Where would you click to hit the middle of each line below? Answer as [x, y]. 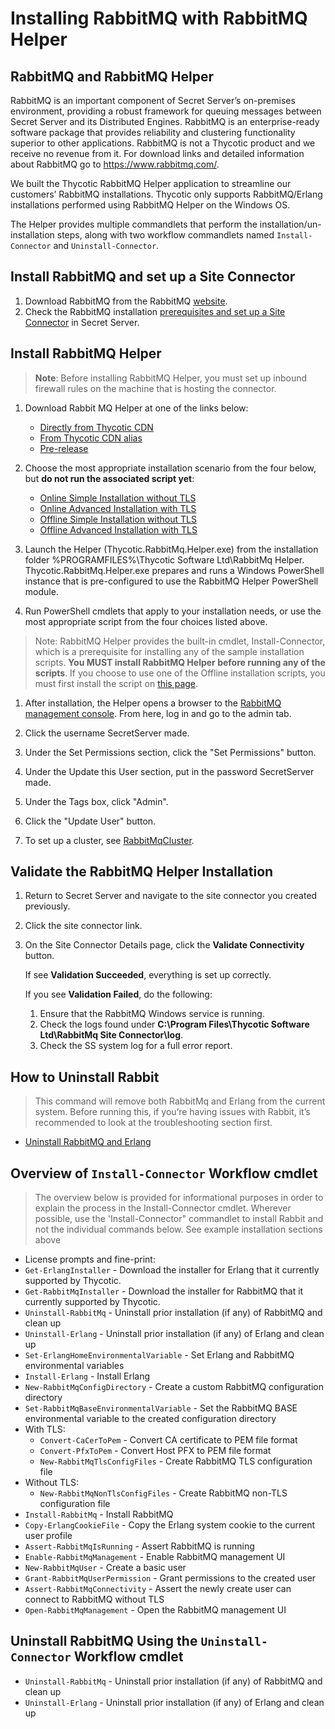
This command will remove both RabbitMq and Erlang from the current [180, 1101]
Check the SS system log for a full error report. [136, 1046]
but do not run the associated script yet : [109, 478]
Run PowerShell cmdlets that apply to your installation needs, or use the [173, 611]
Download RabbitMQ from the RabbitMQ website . [126, 301]
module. [41, 591]
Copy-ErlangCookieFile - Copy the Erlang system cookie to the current [170, 1525]
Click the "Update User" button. [90, 821]
